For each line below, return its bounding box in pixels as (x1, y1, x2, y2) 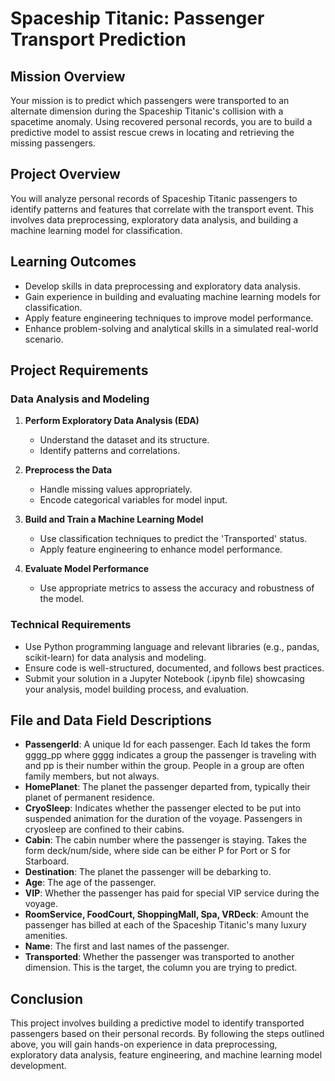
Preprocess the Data (24, 464, 113, 476)
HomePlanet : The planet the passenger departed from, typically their (24, 781, 311, 793)
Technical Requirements (10, 618, 132, 632)
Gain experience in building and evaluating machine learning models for (24, 290, 321, 302)
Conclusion (10, 990, 84, 1007)
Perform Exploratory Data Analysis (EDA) (24, 415, 200, 427)
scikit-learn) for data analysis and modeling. (24, 651, 207, 663)
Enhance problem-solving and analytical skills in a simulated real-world (24, 322, 319, 334)
